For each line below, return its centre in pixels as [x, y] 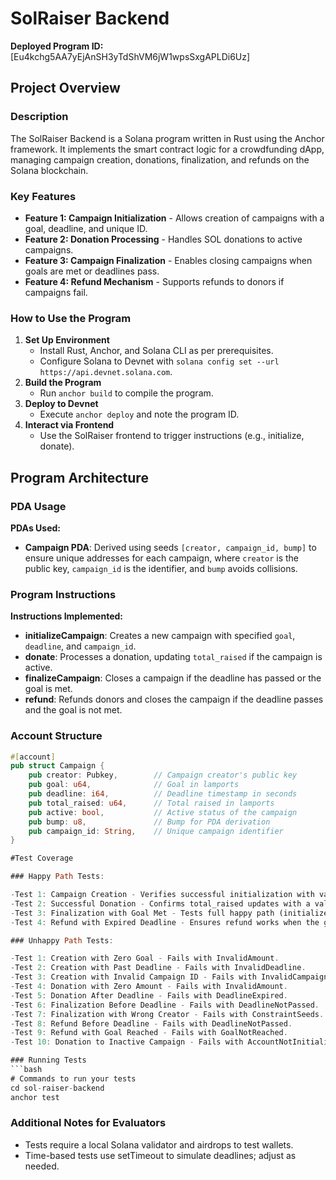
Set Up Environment [67, 340]
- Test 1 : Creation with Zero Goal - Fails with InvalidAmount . [145, 958]
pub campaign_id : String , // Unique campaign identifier [156, 831]
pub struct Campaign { [57, 766]
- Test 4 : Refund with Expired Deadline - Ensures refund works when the [165, 922]
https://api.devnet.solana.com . [106, 372]
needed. [42, 1166]
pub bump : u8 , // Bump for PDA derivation [149, 822]
